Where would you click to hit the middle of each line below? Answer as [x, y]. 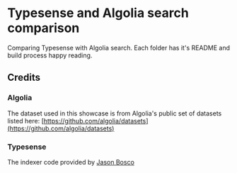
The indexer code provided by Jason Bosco [71, 162]
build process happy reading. [50, 55]
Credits [24, 78]
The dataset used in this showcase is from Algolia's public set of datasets [115, 113]
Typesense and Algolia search [98, 13]
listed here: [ [26, 121]
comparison [44, 28]
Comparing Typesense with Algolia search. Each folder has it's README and [119, 48]
